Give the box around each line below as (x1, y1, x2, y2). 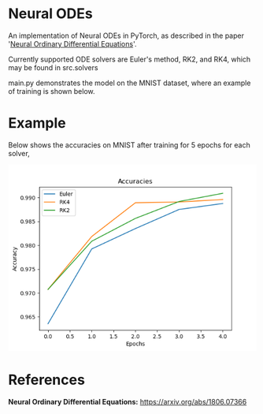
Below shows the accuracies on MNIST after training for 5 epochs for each (8, 140, 250, 150)
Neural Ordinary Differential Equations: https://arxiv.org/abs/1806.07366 (8, 397, 247, 406)
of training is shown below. (8, 86, 95, 95)
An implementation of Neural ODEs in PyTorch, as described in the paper (8, 31, 244, 40)
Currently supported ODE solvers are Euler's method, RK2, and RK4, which (8, 54, 251, 64)
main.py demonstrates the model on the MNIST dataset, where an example (8, 78, 251, 88)
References (8, 371, 85, 389)
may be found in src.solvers (8, 62, 98, 72)
